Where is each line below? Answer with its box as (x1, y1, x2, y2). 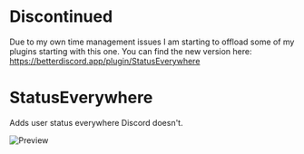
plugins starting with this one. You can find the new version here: (9, 45, 252, 56)
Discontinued (9, 6, 113, 27)
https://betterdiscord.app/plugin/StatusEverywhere (9, 55, 201, 66)
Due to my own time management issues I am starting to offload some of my (9, 36, 295, 47)
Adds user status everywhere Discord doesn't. (9, 117, 183, 128)
